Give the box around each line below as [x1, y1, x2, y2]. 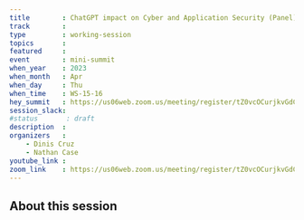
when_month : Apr [9, 72, 83, 81]
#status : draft [9, 114, 95, 123]
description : [9, 123, 67, 132]
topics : [9, 38, 67, 48]
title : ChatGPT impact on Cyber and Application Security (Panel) [9, 13, 298, 23]
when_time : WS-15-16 [9, 89, 103, 98]
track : [9, 22, 67, 31]
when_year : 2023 [9, 64, 88, 73]
